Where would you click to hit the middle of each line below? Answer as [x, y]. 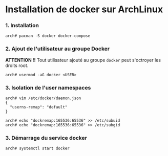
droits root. [17, 65]
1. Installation [22, 26]
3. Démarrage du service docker [46, 138]
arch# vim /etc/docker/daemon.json [43, 98]
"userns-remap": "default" [39, 107]
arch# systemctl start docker [38, 149]
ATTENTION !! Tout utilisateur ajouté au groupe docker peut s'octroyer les [83, 60]
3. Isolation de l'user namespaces [48, 87]
